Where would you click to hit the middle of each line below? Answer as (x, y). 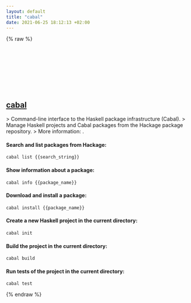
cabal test (19, 284)
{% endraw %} (24, 295)
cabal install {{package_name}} (45, 208)
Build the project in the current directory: (57, 246)
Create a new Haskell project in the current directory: (72, 221)
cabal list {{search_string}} (43, 157)
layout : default (26, 11)
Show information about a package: (50, 170)
